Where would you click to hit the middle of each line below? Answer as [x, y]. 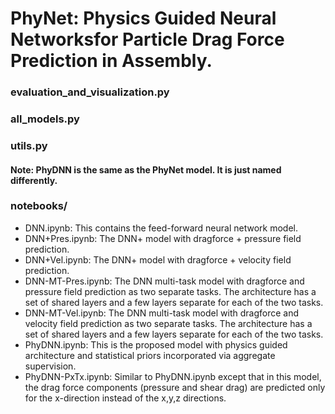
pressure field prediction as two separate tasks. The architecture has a [170, 291]
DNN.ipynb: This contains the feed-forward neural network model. [161, 228]
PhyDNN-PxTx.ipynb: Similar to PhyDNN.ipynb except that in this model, [173, 376]
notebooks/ [39, 206]
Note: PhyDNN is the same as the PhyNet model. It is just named [146, 169]
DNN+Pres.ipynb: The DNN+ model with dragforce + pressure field [163, 238]
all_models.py [45, 119]
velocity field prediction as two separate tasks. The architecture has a [168, 323]
